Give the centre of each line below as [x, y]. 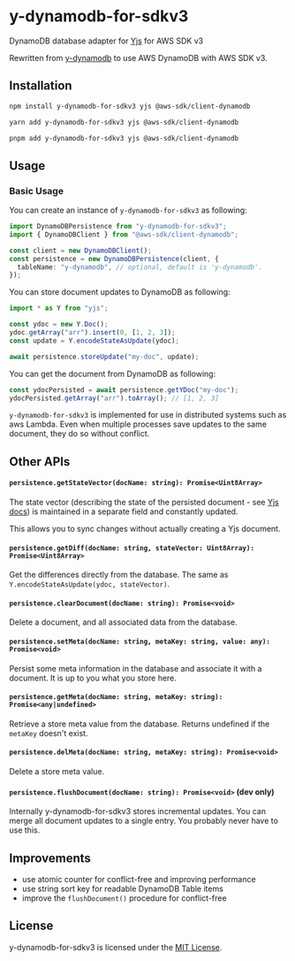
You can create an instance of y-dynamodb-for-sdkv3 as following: [128, 211]
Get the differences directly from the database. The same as [119, 575]
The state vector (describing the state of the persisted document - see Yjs [144, 503]
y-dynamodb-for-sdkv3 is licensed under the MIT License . [116, 947]
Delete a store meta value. [57, 772]
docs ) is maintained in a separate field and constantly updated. [124, 511]
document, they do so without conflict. [79, 434]
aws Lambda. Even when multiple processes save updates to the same [138, 424]
